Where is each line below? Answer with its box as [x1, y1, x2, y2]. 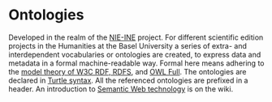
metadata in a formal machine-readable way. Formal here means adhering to [8, 58, 265, 68]
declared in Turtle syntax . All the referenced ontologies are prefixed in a [8, 75, 248, 85]
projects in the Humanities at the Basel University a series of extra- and [8, 40, 248, 50]
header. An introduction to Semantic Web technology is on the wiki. [8, 83, 234, 94]
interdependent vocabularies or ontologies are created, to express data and [8, 49, 261, 59]
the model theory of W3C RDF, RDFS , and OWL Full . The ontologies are [8, 66, 247, 76]
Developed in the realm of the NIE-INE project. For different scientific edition [8, 32, 264, 42]
